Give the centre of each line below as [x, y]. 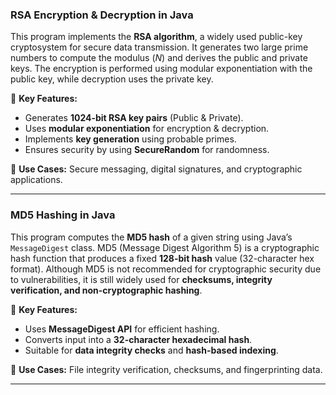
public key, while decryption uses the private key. [112, 79]
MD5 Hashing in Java [63, 215]
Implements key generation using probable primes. [130, 139]
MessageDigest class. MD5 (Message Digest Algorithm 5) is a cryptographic [165, 247]
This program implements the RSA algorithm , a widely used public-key [156, 37]
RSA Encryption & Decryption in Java [102, 15]
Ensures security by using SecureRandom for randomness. [147, 150]
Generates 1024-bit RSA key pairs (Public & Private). [134, 118]
